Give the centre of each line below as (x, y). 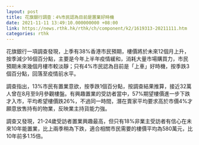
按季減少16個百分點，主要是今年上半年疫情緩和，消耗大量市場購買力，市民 (97, 59)
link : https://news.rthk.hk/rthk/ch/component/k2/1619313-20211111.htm (97, 28)
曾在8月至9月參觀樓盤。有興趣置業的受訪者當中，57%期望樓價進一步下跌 (101, 94)
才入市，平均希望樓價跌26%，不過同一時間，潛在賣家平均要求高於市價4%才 (99, 101)
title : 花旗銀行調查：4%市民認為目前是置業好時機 (60, 17)
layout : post (22, 12)
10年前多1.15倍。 (26, 136)
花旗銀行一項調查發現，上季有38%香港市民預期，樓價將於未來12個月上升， (98, 52)
